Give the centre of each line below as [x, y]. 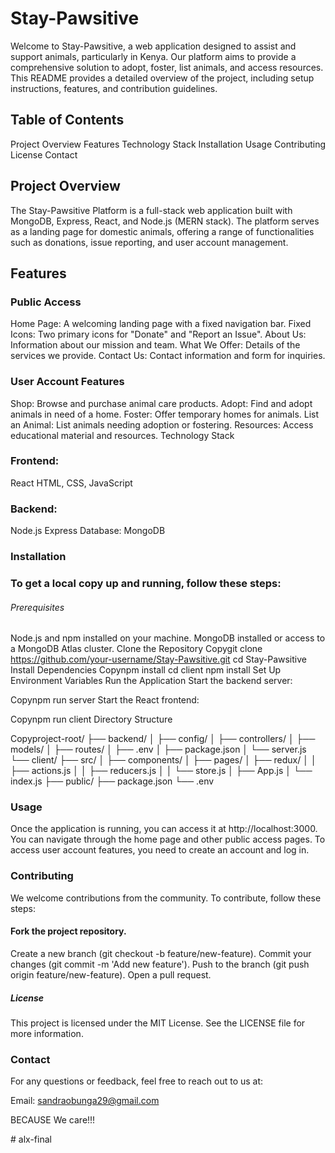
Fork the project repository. [68, 931]
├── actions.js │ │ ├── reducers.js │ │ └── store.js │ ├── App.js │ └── [161, 771]
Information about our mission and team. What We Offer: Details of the [155, 345]
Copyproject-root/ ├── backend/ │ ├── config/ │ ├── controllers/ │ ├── [163, 739]
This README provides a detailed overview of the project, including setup [162, 78]
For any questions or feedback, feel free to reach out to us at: [137, 1081]
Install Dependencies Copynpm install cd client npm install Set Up [146, 670]
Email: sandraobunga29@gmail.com [85, 1101]
